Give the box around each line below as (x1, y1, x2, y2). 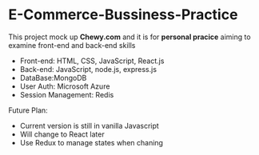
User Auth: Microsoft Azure (19, 81, 110, 91)
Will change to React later (19, 129, 106, 139)
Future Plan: (8, 105, 48, 115)
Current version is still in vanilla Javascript (19, 121, 160, 130)
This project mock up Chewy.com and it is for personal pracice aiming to (8, 32, 251, 42)
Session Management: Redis (19, 89, 114, 99)
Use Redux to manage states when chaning (19, 137, 164, 147)
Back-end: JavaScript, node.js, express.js (19, 64, 157, 74)
